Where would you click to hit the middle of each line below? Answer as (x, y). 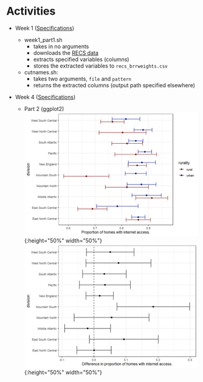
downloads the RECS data (66, 52)
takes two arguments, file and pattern (82, 79)
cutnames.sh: (41, 72)
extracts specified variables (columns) (81, 59)
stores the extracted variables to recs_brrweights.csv (101, 66)
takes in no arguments (61, 46)
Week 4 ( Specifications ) (45, 97)
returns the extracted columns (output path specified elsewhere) (114, 85)
